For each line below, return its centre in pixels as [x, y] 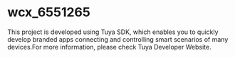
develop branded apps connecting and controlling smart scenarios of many [118, 39]
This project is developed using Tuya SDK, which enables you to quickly [113, 32]
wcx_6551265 [49, 12]
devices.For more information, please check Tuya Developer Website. [109, 47]
